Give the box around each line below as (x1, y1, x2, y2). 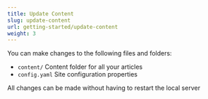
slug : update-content (7, 17, 71, 24)
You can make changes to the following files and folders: (7, 49, 172, 58)
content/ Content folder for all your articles (17, 62, 143, 71)
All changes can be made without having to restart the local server (7, 84, 201, 92)
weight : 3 (7, 29, 37, 37)
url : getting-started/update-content (7, 23, 118, 30)
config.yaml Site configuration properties (17, 70, 137, 79)
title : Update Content (7, 10, 74, 18)
